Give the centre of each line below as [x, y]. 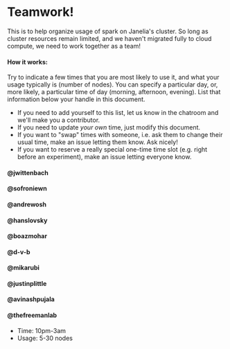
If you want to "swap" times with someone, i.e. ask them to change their [120, 135]
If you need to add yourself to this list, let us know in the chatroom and [118, 113]
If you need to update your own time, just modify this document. [109, 127]
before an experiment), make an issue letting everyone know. [104, 157]
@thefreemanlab [32, 315]
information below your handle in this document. [76, 99]
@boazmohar [27, 236]
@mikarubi [24, 268]
